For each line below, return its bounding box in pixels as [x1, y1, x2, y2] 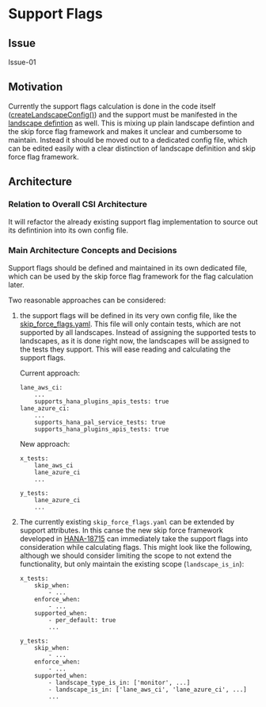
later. [8, 279, 25, 290]
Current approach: [19, 368, 81, 378]
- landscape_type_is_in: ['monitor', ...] [48, 678, 191, 686]
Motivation [8, 80, 63, 94]
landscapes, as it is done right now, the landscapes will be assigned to [19, 336, 249, 345]
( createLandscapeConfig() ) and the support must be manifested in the [8, 110, 237, 119]
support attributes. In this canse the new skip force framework [19, 525, 224, 535]
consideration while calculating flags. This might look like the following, [19, 542, 253, 551]
